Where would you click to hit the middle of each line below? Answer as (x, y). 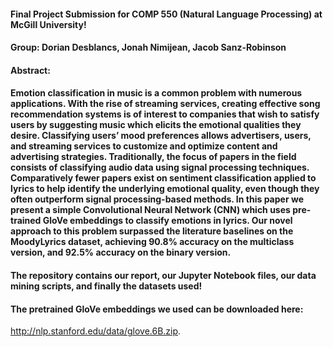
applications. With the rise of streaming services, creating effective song (165, 104)
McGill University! (48, 24)
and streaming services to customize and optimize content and (144, 146)
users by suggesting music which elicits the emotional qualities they (156, 125)
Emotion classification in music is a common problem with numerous (156, 93)
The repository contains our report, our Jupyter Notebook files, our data (163, 275)
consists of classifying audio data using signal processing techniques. (160, 167)
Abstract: (30, 70)
